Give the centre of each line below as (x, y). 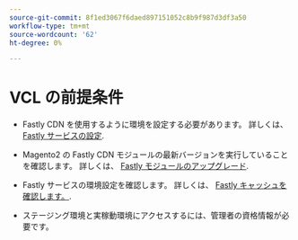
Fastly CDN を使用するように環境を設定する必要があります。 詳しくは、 (155, 124)
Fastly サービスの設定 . (63, 136)
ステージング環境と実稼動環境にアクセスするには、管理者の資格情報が (152, 216)
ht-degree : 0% (36, 43)
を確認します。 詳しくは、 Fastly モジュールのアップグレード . (136, 166)
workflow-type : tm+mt (50, 26)
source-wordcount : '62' (54, 34)
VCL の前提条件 (66, 98)
